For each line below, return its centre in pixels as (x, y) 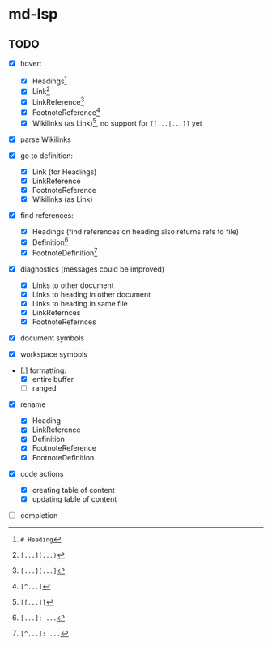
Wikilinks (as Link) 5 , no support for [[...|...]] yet (117, 122)
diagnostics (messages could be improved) (92, 269)
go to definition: (47, 156)
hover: (31, 63)
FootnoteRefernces (64, 322)
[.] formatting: (43, 370)
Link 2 (41, 91)
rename (33, 404)
